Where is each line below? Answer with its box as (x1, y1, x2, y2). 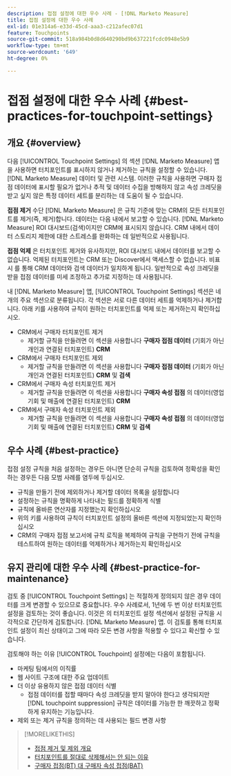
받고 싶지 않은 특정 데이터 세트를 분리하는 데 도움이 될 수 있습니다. (7, 191, 183, 200)
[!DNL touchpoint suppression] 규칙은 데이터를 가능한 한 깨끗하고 (27, 699, 207, 708)
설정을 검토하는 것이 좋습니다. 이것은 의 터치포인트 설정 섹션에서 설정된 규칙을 (7, 609, 215, 618)
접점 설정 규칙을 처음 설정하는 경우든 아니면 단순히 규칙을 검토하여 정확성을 (7, 464, 208, 473)
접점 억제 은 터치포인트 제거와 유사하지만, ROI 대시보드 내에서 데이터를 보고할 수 (7, 246, 221, 255)
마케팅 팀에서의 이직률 (17, 664, 77, 673)
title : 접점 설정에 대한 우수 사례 (7, 17, 94, 23)
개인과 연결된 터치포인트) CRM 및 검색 (27, 371, 131, 379)
